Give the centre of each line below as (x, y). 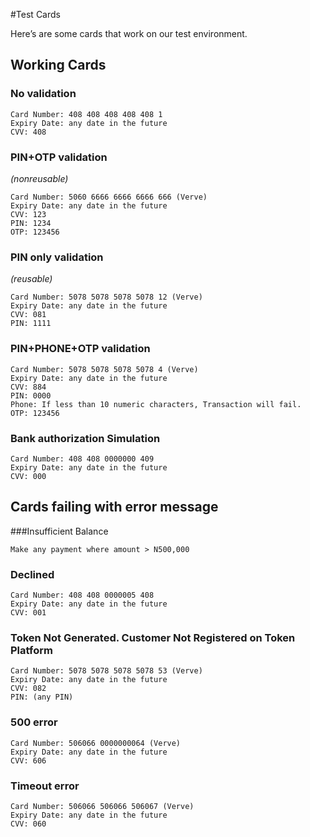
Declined (32, 574)
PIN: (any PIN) (42, 697)
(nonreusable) (39, 178)
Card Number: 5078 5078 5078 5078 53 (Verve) (106, 671)
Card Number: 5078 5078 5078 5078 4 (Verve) (104, 369)
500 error (34, 722)
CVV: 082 (28, 689)
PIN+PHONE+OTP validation (80, 349)
